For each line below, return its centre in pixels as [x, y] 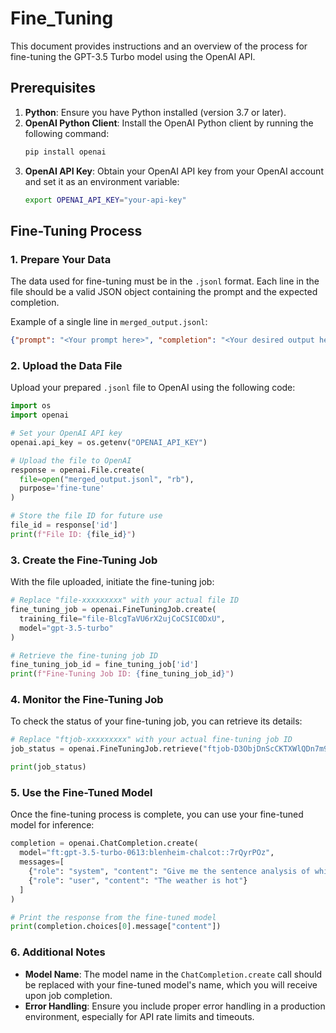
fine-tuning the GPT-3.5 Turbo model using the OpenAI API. [133, 56]
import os [31, 406]
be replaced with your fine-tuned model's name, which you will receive [171, 984]
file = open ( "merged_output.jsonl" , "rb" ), [107, 479]
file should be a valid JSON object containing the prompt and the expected [164, 292]
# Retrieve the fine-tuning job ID [84, 655]
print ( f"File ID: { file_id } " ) [73, 534]
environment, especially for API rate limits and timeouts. [139, 1016]
